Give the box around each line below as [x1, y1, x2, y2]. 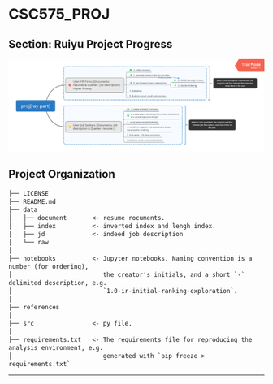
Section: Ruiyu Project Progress [8, 37, 173, 51]
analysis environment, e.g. [8, 344, 104, 352]
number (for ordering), [8, 263, 89, 271]
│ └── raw [8, 239, 49, 247]
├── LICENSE [8, 190, 49, 198]
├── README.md [8, 198, 57, 206]
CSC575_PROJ [8, 5, 110, 24]
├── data [8, 206, 38, 214]
